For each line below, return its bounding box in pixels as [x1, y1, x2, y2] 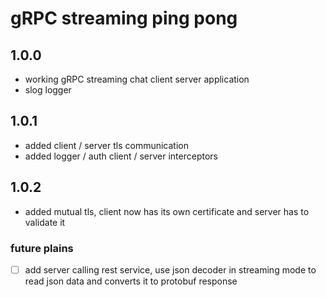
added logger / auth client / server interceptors [24, 150, 218, 162]
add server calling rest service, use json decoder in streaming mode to [24, 263, 317, 276]
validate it [24, 216, 66, 228]
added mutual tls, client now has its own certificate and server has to [24, 205, 310, 217]
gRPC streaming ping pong [10, 7, 238, 30]
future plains [10, 241, 74, 255]
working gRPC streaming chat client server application [24, 73, 250, 85]
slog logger [24, 84, 72, 96]
